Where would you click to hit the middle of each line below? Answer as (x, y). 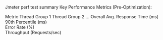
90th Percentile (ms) (26, 22)
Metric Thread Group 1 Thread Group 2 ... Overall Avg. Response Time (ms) (82, 17)
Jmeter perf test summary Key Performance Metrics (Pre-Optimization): (79, 7)
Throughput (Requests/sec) (33, 32)
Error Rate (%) (20, 27)
